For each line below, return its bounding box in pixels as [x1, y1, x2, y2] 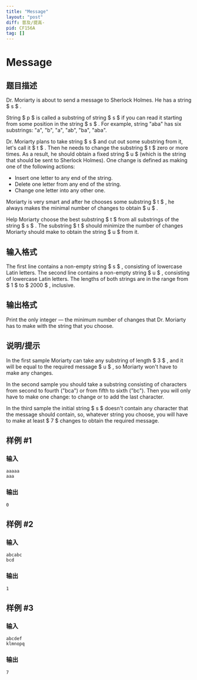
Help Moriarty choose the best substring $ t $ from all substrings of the [6, 216, 179, 223]
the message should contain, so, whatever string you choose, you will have [6, 411, 188, 418]
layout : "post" [6, 14, 44, 20]
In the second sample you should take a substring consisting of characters [6, 380, 187, 388]
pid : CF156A [6, 25, 35, 31]
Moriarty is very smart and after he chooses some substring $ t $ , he [6, 198, 175, 206]
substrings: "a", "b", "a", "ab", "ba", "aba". [6, 127, 107, 134]
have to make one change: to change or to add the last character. [6, 393, 165, 400]
